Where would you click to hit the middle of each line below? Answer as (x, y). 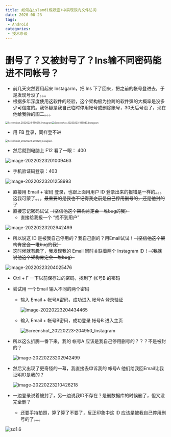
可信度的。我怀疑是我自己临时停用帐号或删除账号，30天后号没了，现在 (92, 107)
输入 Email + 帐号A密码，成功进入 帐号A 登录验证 (72, 300)
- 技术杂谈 (18, 34)
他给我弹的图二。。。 (33, 114)
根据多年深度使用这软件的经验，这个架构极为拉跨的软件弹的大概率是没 (87, 101)
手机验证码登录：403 (35, 171)
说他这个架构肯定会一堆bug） (44, 257)
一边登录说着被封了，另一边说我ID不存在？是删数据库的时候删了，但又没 (89, 395)
